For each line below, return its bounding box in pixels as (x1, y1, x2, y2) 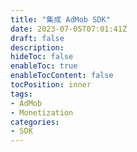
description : (10, 42, 65, 53)
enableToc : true (10, 61, 78, 71)
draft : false (10, 33, 65, 43)
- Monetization (10, 107, 74, 118)
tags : (10, 89, 33, 99)
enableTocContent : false (10, 71, 114, 81)
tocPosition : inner (10, 80, 92, 90)
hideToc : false (10, 52, 74, 62)
